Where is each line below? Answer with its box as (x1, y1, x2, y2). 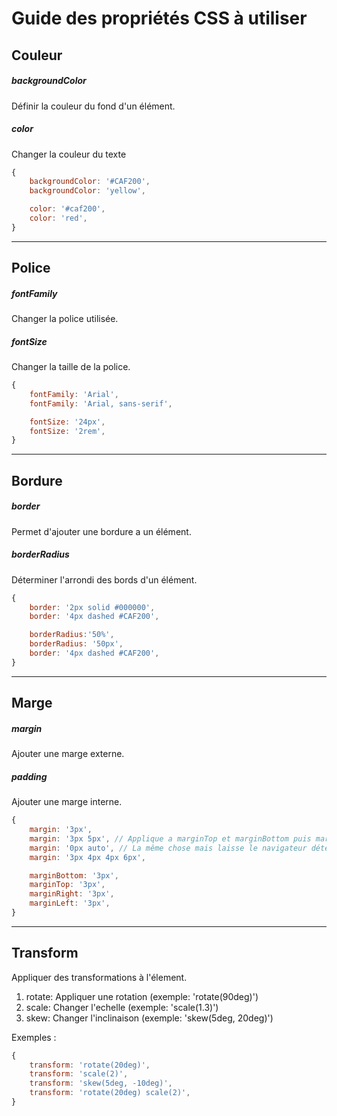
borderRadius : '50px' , (29, 639, 124, 649)
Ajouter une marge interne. (11, 796, 123, 808)
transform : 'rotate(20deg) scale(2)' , (29, 1088, 191, 1098)
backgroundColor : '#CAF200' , (29, 177, 151, 187)
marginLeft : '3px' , (29, 898, 111, 909)
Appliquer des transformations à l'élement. (11, 971, 188, 983)
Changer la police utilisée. (11, 313, 119, 325)
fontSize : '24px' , (29, 417, 106, 427)
